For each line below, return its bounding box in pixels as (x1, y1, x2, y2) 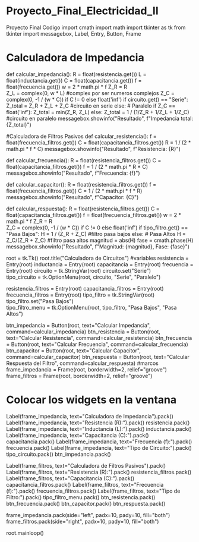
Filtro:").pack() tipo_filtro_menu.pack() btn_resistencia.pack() (6, 493, 156, 500)
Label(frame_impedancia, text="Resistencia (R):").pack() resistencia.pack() (6, 419, 190, 426)
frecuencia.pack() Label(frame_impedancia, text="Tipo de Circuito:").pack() (6, 444, 192, 451)
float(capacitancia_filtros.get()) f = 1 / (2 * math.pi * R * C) (6, 163, 149, 170)
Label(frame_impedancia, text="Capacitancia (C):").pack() (6, 431, 150, 439)
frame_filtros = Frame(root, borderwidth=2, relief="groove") (6, 372, 153, 379)
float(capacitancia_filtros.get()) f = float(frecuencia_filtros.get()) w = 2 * (6, 211, 182, 218)
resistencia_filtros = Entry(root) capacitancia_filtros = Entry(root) (6, 285, 165, 292)
